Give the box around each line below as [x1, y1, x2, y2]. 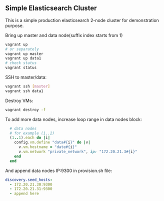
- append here [9, 191, 39, 196]
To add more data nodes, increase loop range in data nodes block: [5, 116, 142, 122]
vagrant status [5, 65, 37, 70]
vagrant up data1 [5, 56, 41, 61]
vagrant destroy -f [5, 107, 46, 112]
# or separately [5, 46, 39, 51]
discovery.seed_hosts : [5, 177, 52, 182]
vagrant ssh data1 [5, 88, 43, 93]
